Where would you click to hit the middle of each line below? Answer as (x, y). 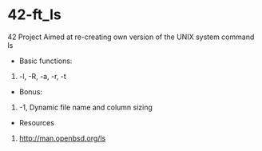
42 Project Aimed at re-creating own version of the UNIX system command (131, 37)
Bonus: (31, 91)
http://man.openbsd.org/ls (62, 138)
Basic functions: (46, 61)
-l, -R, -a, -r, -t (43, 76)
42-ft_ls (34, 15)
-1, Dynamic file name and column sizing (86, 107)
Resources (37, 122)
